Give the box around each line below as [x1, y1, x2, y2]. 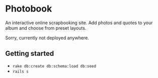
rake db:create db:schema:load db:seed [12, 63, 97, 68]
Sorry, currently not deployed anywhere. [5, 35, 89, 41]
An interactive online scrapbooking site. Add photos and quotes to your [5, 20, 153, 26]
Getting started [5, 49, 54, 58]
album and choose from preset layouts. [5, 25, 87, 31]
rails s [12, 69, 29, 74]
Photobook [5, 3, 52, 15]
